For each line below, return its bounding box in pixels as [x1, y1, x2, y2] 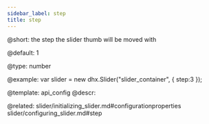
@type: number [7, 62, 52, 70]
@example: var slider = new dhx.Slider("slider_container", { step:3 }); [7, 75, 203, 83]
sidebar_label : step [7, 10, 67, 17]
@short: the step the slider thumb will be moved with [7, 35, 157, 43]
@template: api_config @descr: [7, 88, 96, 97]
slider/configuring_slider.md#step [7, 109, 102, 117]
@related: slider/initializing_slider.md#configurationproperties [7, 101, 181, 110]
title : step [7, 16, 41, 23]
